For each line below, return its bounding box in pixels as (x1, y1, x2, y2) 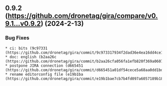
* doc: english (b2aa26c (5, 54, 57, 59)
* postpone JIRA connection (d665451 (5, 63, 83, 68)
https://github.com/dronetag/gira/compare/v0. (7, 12, 158, 20)
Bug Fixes (5, 34, 30, 41)
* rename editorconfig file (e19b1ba (5, 72, 83, 77)
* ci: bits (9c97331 (5, 46, 48, 51)
